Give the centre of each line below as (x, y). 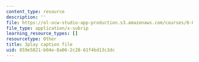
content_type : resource (36, 12)
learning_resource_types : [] (42, 34)
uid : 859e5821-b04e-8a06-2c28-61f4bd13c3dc (61, 50)
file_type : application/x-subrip (47, 28)
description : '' (26, 17)
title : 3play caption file (39, 45)
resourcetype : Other (32, 39)
